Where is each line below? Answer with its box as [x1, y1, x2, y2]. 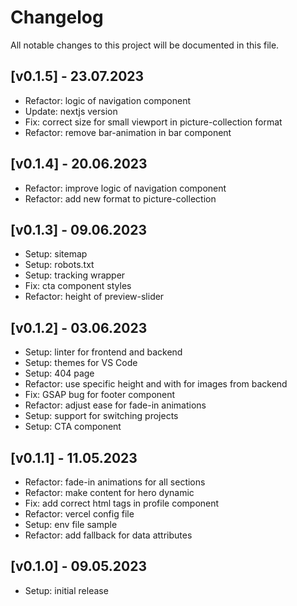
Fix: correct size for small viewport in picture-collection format [24, 116, 283, 128]
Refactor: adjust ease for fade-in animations [24, 399, 207, 411]
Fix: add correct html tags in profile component [24, 497, 220, 509]
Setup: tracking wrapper [24, 269, 126, 281]
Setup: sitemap [24, 248, 88, 260]
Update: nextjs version [24, 105, 118, 117]
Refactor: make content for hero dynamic [24, 487, 195, 498]
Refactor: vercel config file [24, 508, 135, 520]
